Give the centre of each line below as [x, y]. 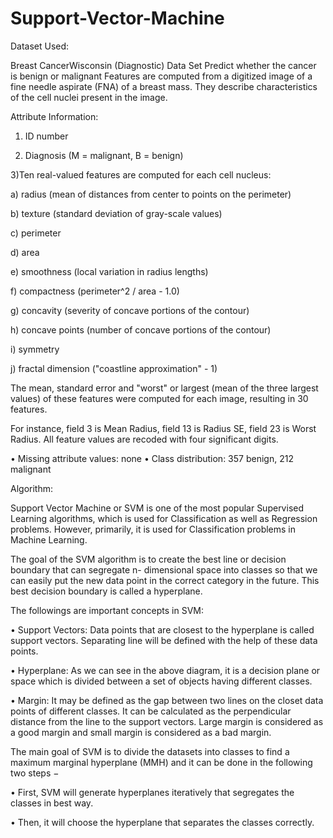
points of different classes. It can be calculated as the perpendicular [151, 711]
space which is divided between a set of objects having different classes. [161, 681]
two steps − [35, 773]
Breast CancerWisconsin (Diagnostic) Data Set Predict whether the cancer [163, 65]
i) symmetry [35, 349]
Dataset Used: [40, 46]
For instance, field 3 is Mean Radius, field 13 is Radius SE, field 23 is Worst [163, 428]
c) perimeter [36, 233]
